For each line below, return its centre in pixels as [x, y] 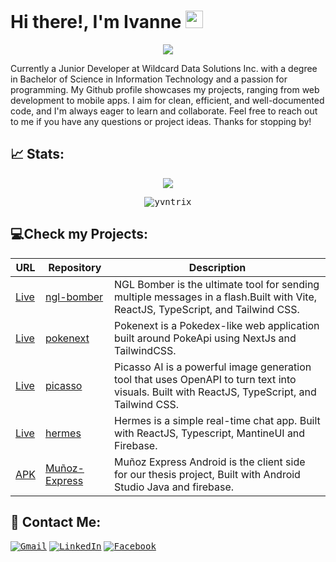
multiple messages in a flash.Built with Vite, [216, 297]
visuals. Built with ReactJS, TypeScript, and [215, 392]
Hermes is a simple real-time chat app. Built [217, 420]
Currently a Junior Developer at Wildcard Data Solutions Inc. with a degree [164, 68]
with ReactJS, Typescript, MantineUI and [210, 433]
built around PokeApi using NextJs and [205, 338]
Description [217, 267]
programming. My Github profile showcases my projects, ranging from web [165, 89]
